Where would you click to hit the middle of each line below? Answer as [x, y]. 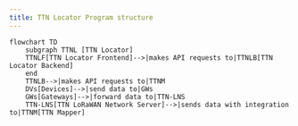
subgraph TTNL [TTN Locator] [79, 50]
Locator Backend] [41, 65]
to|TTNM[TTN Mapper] [48, 113]
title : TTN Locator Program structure [81, 17]
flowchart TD [33, 42]
